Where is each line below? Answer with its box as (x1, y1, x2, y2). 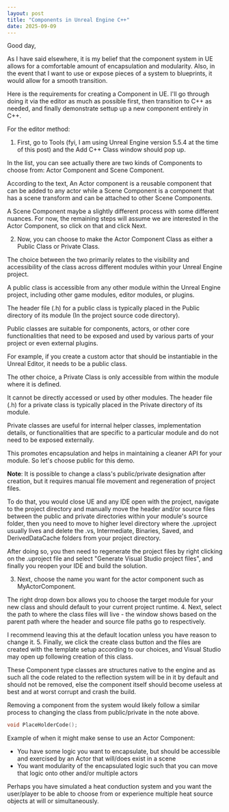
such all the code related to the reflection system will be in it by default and (7, 673, 219, 682)
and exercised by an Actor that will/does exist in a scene (16, 754, 176, 763)
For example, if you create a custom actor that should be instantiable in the (7, 352, 218, 360)
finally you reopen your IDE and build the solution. (7, 562, 148, 570)
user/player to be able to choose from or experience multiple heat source (7, 789, 213, 798)
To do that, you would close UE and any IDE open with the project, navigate (7, 497, 219, 506)
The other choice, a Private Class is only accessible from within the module (7, 373, 219, 381)
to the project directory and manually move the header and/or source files (7, 505, 215, 513)
